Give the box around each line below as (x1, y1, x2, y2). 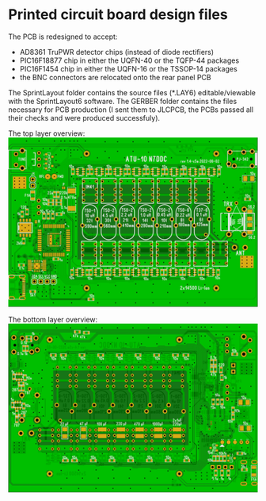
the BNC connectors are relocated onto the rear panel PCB (19, 72, 211, 82)
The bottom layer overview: (8, 314, 98, 324)
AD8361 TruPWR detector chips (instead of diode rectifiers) (19, 47, 215, 56)
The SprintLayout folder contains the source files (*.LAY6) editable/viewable (8, 87, 256, 97)
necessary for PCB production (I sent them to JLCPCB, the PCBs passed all (8, 105, 254, 114)
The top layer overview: (8, 129, 85, 138)
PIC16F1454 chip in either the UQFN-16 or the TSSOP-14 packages (19, 64, 237, 73)
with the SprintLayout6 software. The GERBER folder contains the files (8, 96, 237, 106)
